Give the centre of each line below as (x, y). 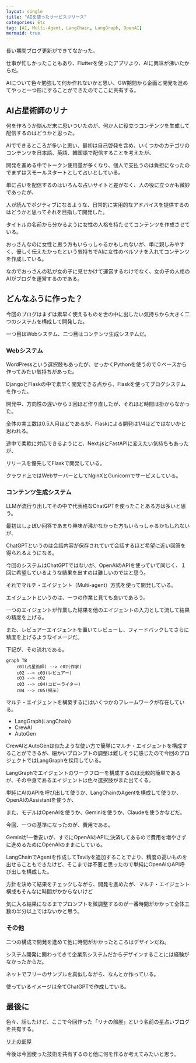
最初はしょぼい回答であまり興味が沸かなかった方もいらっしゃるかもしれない (98, 526)
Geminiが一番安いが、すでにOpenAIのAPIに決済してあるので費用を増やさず (96, 838)
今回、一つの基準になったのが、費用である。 (60, 825)
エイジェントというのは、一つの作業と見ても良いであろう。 (77, 597)
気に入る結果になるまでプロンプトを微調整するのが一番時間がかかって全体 (95, 904)
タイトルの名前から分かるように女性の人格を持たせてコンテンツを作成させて (98, 224)
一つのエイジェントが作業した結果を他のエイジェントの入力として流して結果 (98, 610)
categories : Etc (26, 22)
